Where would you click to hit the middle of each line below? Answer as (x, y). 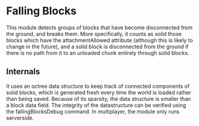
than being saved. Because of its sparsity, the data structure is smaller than (99, 99)
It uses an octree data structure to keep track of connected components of (98, 86)
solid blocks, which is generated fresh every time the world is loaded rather (99, 92)
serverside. (20, 118)
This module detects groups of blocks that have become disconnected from (99, 27)
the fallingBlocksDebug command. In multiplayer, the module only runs (93, 111)
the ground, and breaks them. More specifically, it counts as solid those (94, 33)
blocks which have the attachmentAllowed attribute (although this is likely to (100, 40)
